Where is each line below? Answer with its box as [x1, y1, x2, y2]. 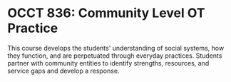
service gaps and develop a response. [7, 66, 120, 75]
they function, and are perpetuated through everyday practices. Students [7, 51, 222, 60]
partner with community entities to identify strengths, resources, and [7, 58, 210, 67]
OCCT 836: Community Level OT [7, 5, 205, 21]
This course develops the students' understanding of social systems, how [7, 43, 225, 52]
